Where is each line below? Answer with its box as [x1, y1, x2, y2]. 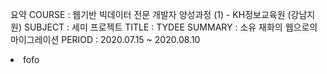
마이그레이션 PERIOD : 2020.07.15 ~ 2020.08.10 [10, 34, 201, 45]
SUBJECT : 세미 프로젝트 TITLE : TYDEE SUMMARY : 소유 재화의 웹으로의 [23, 21, 318, 33]
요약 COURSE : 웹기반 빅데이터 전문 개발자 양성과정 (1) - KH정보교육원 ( [10, 9, 292, 20]
